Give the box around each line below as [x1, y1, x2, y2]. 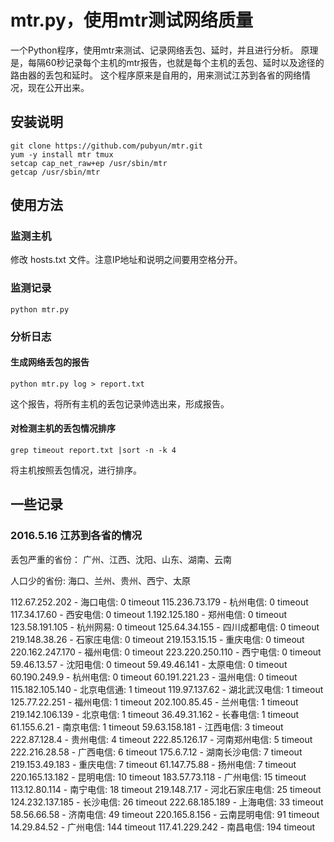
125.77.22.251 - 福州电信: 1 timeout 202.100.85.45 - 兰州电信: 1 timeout [10, 696, 299, 708]
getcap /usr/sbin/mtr [10, 167, 101, 177]
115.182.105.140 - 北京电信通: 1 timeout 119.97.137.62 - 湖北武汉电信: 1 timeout [10, 683, 324, 695]
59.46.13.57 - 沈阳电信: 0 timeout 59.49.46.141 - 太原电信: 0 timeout [10, 658, 288, 670]
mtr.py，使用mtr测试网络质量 [10, 9, 254, 32]
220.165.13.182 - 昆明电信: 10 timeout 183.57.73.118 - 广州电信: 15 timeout [10, 771, 307, 783]
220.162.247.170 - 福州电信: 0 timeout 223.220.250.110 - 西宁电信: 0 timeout [10, 646, 322, 658]
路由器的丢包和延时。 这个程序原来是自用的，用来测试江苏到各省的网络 [10, 69, 302, 81]
